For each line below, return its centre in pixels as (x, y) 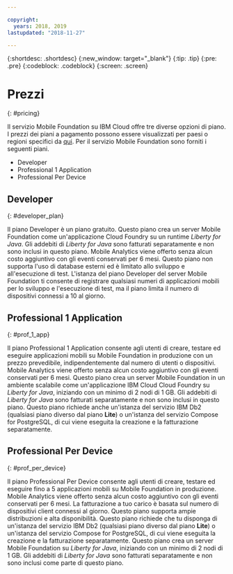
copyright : (23, 19)
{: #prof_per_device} (37, 468)
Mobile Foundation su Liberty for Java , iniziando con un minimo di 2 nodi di (115, 548)
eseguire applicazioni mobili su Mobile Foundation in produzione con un (110, 355)
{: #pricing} (24, 113)
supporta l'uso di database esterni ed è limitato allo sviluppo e (96, 266)
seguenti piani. (29, 149)
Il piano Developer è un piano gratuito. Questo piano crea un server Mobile (114, 230)
